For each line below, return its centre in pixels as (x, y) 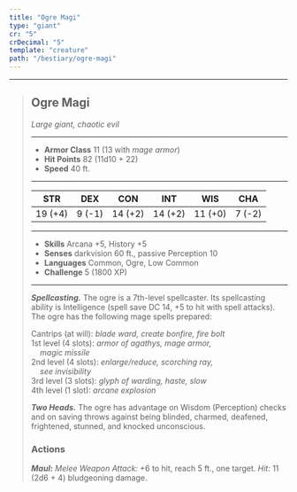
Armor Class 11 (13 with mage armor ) (112, 149)
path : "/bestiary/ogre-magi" (63, 59)
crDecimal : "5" (37, 42)
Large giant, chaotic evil (75, 124)
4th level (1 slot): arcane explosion (93, 390)
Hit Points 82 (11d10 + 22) (91, 159)
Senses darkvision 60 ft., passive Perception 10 (131, 253)
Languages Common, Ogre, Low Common (121, 262)
